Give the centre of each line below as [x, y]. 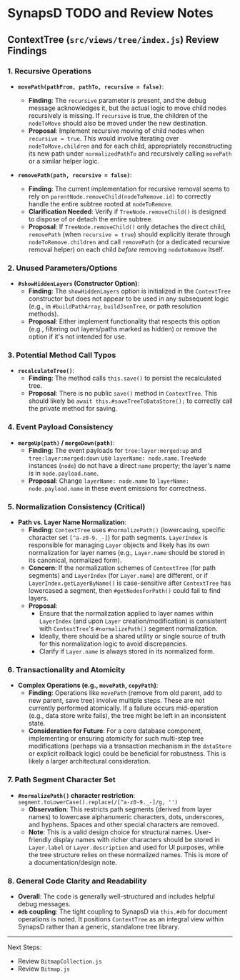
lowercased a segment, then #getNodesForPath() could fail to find [125, 591]
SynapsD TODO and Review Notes [111, 13]
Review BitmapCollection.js [60, 961]
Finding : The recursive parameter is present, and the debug [117, 100]
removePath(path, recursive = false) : [75, 175]
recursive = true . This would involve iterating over [104, 138]
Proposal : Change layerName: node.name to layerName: [109, 481]
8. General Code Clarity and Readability [77, 881]
